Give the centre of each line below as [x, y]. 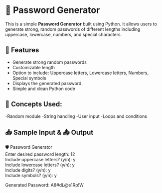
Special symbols [29, 78]
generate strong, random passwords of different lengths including [73, 29]
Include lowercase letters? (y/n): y [40, 165]
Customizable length [34, 67]
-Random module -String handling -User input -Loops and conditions [76, 116]
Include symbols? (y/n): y [31, 176]
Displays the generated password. [48, 83]
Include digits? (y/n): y [28, 170]
